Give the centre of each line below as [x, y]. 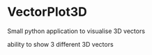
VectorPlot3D [47, 12]
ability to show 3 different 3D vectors [60, 44]
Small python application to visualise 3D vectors [76, 31]
